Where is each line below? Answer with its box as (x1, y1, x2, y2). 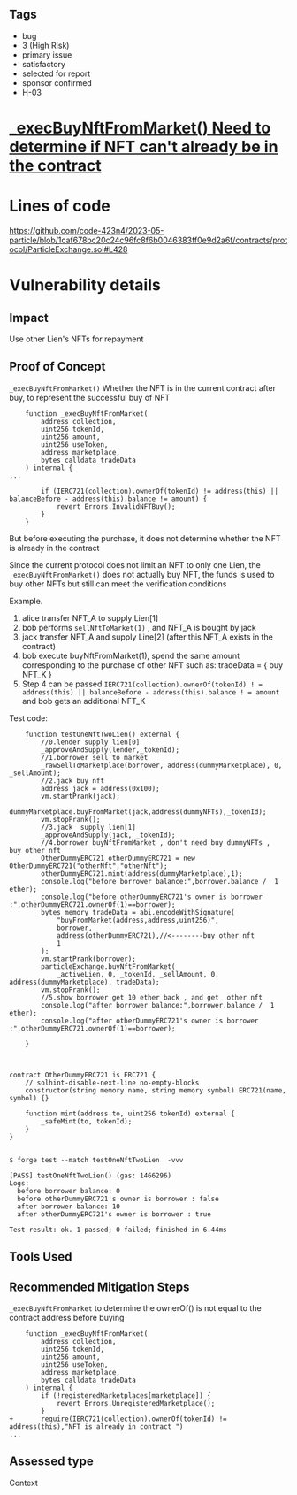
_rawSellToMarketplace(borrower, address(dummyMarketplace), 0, (41, 761, 283, 770)
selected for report (21, 68, 91, 79)
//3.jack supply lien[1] (41, 823, 137, 832)
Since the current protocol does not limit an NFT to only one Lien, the (9, 559, 261, 570)
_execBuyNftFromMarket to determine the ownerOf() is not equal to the (9, 1302, 263, 1313)
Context (9, 1477, 38, 1488)
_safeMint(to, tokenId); (41, 1116, 133, 1126)
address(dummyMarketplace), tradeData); (9, 977, 161, 986)
